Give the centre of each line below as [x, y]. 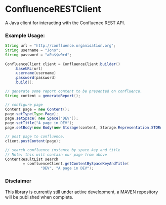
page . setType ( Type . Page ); [32, 114]
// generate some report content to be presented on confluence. [74, 91]
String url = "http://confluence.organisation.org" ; [61, 46]
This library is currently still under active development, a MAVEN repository [82, 192]
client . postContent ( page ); [33, 141]
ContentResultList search [32, 159]
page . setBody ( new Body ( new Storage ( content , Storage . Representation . [78, 128]
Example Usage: [25, 35]
